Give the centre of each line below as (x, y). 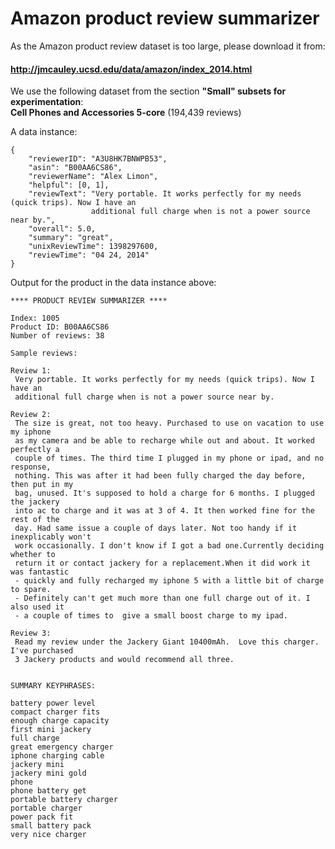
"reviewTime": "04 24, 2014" (89, 255)
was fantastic (40, 572)
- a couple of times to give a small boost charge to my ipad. (151, 616)
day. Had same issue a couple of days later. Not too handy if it (156, 528)
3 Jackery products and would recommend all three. (124, 660)
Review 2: (31, 415)
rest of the (35, 520)
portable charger (46, 808)
